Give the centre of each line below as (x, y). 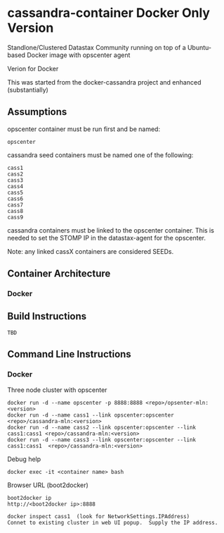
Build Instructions (47, 316)
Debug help (24, 459)
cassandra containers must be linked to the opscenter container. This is (111, 230)
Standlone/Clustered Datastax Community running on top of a (97, 47)
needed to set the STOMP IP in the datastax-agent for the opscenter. (106, 238)
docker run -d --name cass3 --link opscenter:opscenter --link (102, 440)
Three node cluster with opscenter (57, 390)
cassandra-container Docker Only (109, 13)
